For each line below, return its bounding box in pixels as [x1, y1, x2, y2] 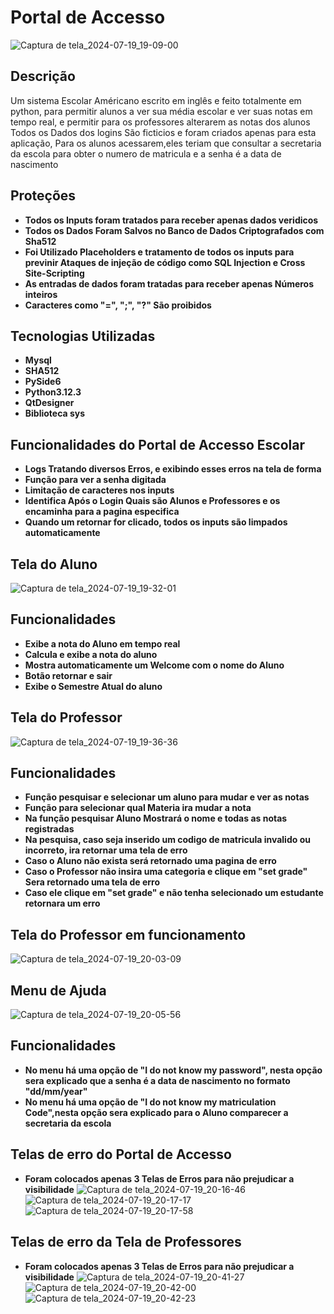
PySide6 [24, 376, 62, 388]
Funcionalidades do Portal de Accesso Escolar [10, 436, 305, 453]
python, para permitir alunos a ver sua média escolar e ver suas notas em [10, 105, 313, 117]
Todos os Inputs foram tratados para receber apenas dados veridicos [24, 214, 319, 226]
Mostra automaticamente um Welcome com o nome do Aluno [24, 659, 285, 671]
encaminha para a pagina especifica [24, 506, 180, 518]
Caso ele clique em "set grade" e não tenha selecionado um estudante [24, 887, 324, 899]
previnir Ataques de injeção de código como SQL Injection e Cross [24, 256, 306, 268]
